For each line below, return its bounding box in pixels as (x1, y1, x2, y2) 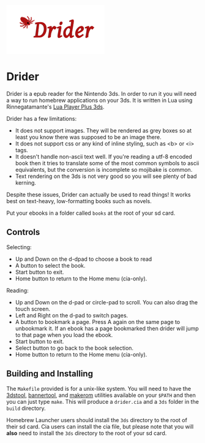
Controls (6, 227, 40, 237)
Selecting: (6, 243, 32, 250)
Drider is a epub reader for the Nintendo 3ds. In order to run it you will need (6, 90, 197, 97)
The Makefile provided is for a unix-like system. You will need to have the (6, 385, 192, 392)
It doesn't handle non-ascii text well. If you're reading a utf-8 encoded (15, 153, 193, 160)
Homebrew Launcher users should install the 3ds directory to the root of (6, 416, 188, 423)
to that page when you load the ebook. (15, 331, 113, 339)
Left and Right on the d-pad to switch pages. (15, 312, 129, 319)
